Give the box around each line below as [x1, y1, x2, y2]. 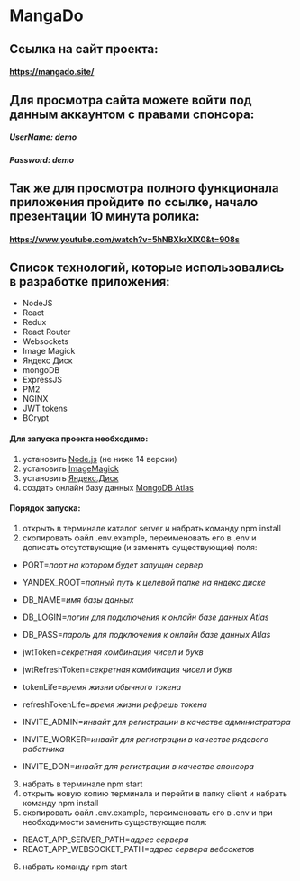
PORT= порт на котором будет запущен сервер [22, 559, 204, 570]
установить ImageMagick [22, 463, 119, 474]
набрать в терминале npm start [22, 778, 143, 789]
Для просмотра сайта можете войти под [9, 92, 252, 108]
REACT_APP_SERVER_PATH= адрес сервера [22, 834, 189, 845]
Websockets [22, 336, 69, 347]
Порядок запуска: [9, 503, 81, 513]
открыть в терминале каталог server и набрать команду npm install [22, 522, 282, 533]
